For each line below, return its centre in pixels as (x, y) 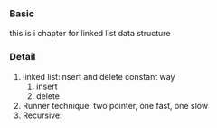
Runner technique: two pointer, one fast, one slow (115, 105)
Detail (23, 57)
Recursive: (42, 115)
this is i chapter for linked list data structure (90, 34)
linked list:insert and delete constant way (99, 76)
